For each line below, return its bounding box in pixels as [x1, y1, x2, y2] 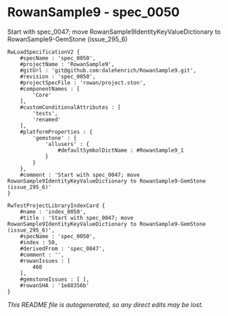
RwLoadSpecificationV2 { [7, 48, 80, 55]
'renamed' [32, 116, 61, 123]
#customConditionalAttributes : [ [20, 103, 121, 111]
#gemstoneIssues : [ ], [20, 275, 90, 283]
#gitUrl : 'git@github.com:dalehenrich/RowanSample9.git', [20, 67, 197, 74]
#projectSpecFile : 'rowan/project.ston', [20, 79, 146, 86]
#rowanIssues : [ [20, 257, 71, 264]
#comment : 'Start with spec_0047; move [20, 171, 140, 178]
